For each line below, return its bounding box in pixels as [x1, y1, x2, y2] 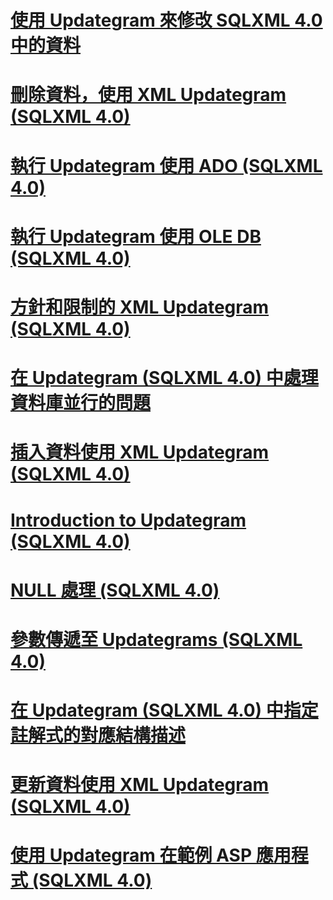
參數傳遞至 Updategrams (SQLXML [10, 628, 303, 651]
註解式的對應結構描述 [10, 724, 187, 747]
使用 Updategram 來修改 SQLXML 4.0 [10, 9, 323, 32]
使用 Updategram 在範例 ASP [10, 844, 253, 867]
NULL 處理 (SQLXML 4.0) [10, 579, 220, 601]
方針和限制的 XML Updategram [10, 296, 270, 318]
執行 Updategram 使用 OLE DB [10, 225, 262, 248]
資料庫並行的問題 [10, 392, 152, 415]
